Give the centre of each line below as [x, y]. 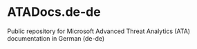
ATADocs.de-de [54, 12]
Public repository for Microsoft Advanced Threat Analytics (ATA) [99, 31]
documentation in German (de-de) [56, 38]
